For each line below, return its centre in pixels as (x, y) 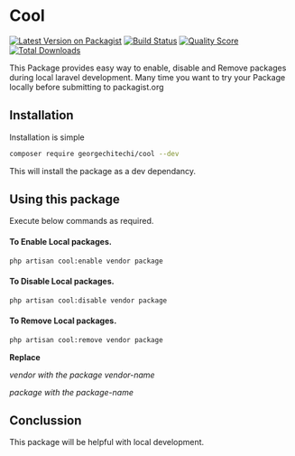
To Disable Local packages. (62, 282)
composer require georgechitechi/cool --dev (94, 154)
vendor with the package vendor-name (82, 375)
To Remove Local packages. (63, 321)
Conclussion (46, 421)
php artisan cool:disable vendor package (88, 300)
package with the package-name (71, 392)
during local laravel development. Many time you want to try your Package (147, 77)
